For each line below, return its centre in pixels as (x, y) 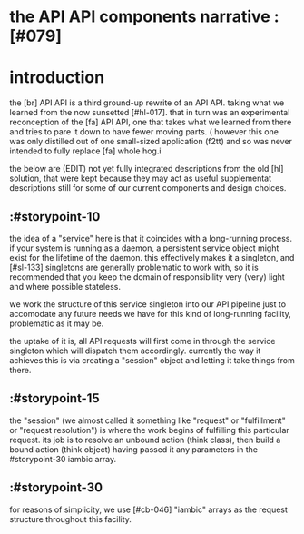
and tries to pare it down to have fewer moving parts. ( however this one (144, 132)
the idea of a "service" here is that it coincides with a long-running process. (151, 238)
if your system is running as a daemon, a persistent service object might (144, 248)
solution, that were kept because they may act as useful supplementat (141, 178)
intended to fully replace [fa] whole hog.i (85, 151)
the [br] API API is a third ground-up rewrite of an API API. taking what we (147, 103)
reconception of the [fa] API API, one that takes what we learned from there (151, 122)
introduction (57, 78)
